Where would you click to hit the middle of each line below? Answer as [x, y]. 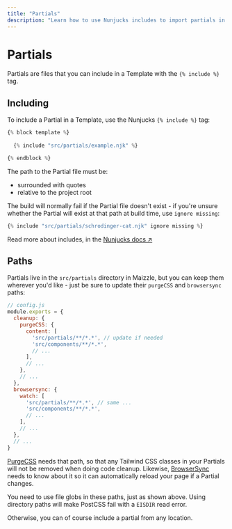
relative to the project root [55, 192]
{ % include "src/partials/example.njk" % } [76, 145]
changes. [20, 483]
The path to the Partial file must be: [58, 171]
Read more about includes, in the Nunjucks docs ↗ [80, 239]
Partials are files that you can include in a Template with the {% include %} [114, 74]
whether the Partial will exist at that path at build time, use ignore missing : [114, 213]
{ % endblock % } [29, 158]
